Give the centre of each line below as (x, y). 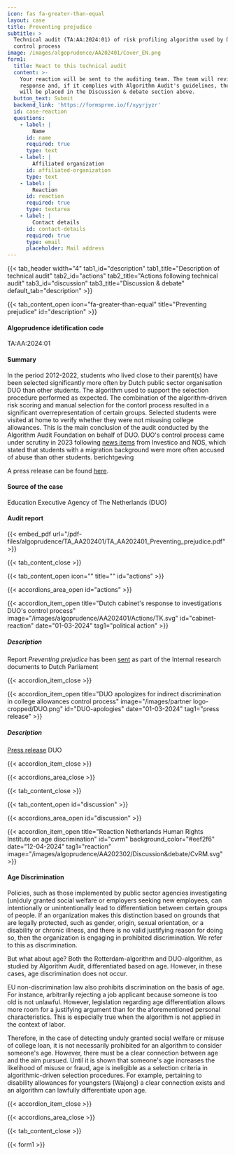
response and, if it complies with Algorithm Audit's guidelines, (119, 86)
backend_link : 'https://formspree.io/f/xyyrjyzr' (87, 105)
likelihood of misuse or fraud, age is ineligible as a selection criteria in (107, 1068)
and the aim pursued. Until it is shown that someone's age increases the (111, 1060)
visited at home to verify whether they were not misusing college (101, 420)
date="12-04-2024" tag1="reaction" (59, 846)
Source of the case (35, 487)
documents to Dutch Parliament (53, 666)
